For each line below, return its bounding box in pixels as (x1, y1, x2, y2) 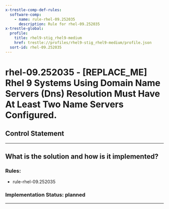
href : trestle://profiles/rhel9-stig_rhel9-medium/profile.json (14, 40, 152, 45)
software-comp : (10, 12, 42, 17)
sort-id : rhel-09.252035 (10, 45, 62, 50)
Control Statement (5, 129, 64, 138)
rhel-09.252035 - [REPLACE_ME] (5, 66, 147, 78)
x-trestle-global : (5, 26, 44, 31)
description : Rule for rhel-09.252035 (18, 21, 100, 27)
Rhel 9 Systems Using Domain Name (5, 77, 161, 89)
